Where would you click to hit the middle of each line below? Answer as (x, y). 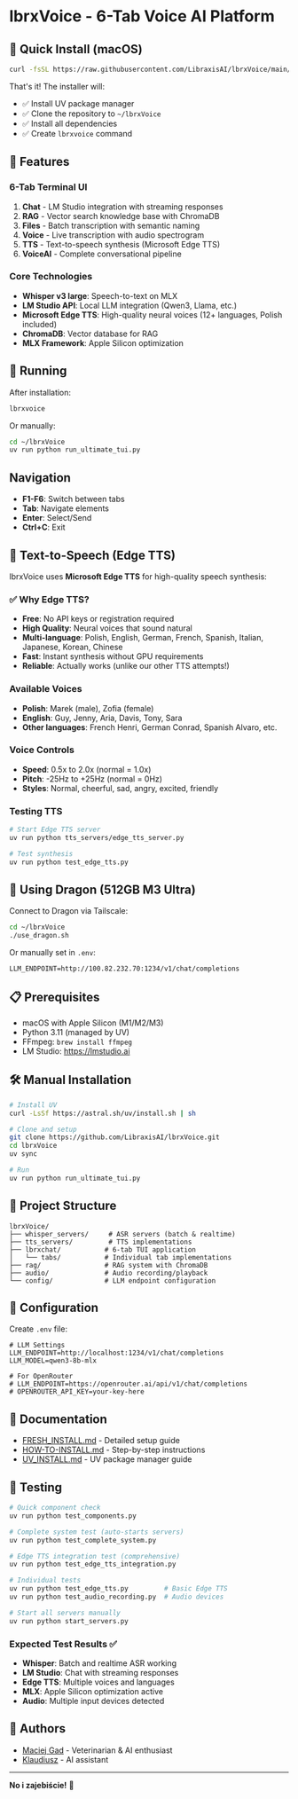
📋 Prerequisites (55, 997)
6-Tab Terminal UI (48, 187)
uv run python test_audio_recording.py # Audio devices (117, 1597)
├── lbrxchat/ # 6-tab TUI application (103, 1249)
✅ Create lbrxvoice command (77, 133)
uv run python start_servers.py (69, 1621)
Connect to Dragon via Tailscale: (69, 911)
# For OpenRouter (41, 1377)
